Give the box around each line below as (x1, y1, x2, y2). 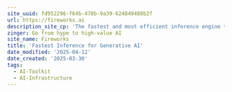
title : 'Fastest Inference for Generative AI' (7, 42, 144, 49)
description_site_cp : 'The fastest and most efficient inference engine (7, 23, 221, 30)
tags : (7, 62, 23, 68)
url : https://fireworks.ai (7, 17, 85, 24)
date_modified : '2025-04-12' (7, 49, 91, 56)
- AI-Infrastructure (13, 74, 72, 82)
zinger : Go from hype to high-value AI (7, 29, 122, 37)
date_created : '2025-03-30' (7, 55, 88, 62)
